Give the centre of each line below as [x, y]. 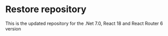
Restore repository [46, 9]
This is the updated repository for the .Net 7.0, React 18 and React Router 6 [84, 23]
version [13, 28]
